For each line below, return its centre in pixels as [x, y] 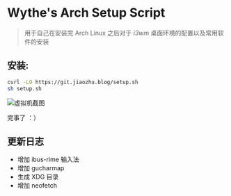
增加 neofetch [37, 186]
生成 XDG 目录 [38, 177]
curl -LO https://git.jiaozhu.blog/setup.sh [73, 82]
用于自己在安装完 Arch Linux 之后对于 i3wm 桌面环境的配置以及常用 [121, 33]
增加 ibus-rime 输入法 [48, 160]
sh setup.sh [24, 88]
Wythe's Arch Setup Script [86, 13]
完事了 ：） [23, 117]
